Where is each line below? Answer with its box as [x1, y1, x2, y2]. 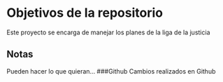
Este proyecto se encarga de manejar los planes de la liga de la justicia [6, 28, 210, 36]
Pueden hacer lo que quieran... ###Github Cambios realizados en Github [6, 67, 216, 75]
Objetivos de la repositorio [6, 5, 164, 21]
